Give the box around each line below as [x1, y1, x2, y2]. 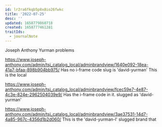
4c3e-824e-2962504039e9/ [5, 91, 63, 97]
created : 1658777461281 [5, 25, 53, 30]
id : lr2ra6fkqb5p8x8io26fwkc [5, 7, 64, 12]
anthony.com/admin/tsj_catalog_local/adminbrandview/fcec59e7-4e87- [5, 86, 148, 92]
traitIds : [5, 29, 25, 34]
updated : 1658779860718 [5, 20, 53, 26]
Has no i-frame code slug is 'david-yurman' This [60, 67, 157, 72]
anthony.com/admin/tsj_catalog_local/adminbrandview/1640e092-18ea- [5, 61, 148, 68]
